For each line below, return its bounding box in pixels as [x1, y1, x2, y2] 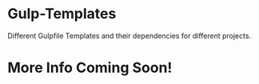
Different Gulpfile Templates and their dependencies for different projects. [7, 31, 252, 40]
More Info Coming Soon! [7, 59, 173, 77]
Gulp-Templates [7, 5, 117, 23]
